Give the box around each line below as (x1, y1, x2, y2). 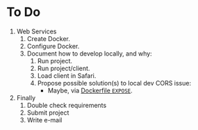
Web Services (16, 27, 57, 35)
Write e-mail (26, 115, 63, 124)
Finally (16, 93, 36, 101)
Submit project (26, 108, 69, 117)
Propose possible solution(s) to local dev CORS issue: (37, 79, 192, 87)
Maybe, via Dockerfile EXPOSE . (47, 86, 133, 95)
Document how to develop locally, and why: (26, 49, 152, 58)
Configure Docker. (26, 42, 80, 50)
